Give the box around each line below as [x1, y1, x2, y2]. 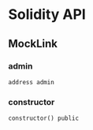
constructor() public [8, 114, 80, 123]
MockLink [8, 37, 58, 50]
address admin [8, 78, 55, 86]
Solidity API [8, 6, 87, 24]
